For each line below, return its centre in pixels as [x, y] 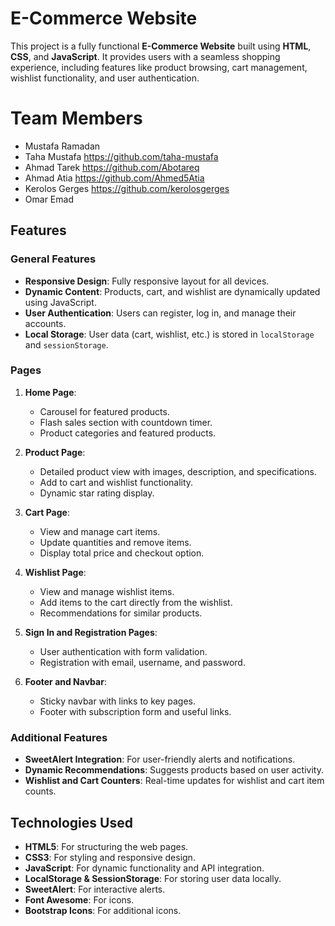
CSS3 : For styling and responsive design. [110, 857]
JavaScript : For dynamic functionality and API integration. [144, 868]
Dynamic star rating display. [97, 493]
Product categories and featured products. [128, 433]
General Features [53, 259]
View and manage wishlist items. [107, 591]
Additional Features [59, 737]
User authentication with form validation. [123, 651]
